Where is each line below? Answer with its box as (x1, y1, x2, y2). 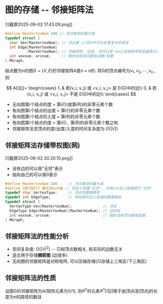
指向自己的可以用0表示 (12, 171, 58, 178)
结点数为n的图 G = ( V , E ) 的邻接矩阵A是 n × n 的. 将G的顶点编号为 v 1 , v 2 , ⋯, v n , (5, 68, 156, 74)
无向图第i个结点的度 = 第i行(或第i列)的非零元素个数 (12, 101, 113, 107)
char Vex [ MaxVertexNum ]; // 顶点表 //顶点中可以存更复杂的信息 (9, 40, 129, 45)
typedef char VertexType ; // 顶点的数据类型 (5, 190, 100, 195)
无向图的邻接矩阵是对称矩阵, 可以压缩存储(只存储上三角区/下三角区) (12, 258, 147, 264)
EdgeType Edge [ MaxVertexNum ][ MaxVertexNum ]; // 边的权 (9, 208, 120, 213)
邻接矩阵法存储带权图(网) (5, 142, 80, 150)
